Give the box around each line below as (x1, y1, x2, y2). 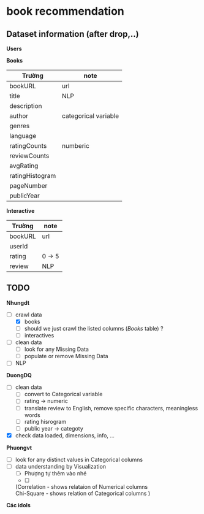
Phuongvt (6, 443, 32, 451)
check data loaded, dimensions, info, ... (15, 431, 115, 439)
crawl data (15, 311, 42, 318)
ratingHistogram (9, 172, 56, 180)
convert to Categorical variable (24, 391, 103, 398)
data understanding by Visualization (15, 462, 106, 470)
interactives (24, 332, 55, 339)
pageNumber (9, 182, 48, 190)
